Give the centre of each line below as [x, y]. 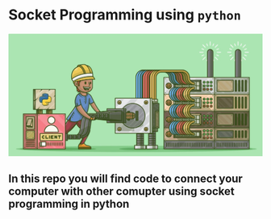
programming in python [69, 204]
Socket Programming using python [125, 15]
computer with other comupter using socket [122, 191]
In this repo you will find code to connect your [126, 178]
